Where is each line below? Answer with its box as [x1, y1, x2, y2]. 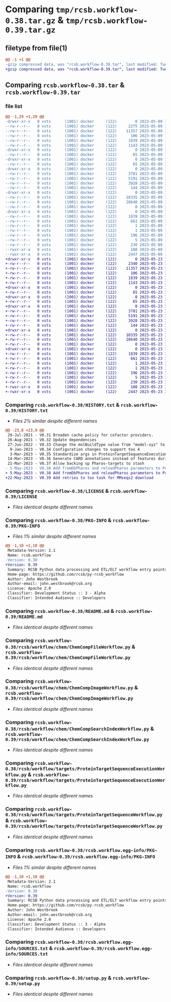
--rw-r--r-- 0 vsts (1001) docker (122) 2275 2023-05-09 [5, 124, 163, 129]
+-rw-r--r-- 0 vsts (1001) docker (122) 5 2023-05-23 [5, 375, 163, 380]
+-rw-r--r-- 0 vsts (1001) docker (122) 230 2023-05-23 [5, 380, 163, 385]
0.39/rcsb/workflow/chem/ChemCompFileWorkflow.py [5, 655, 131, 661]
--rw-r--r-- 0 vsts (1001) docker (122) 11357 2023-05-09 [5, 129, 163, 134]
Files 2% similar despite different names [12, 418, 98, 424]
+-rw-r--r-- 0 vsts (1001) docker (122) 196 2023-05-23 [5, 370, 163, 375]
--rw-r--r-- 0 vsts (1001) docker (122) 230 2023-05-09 [5, 242, 163, 247]
